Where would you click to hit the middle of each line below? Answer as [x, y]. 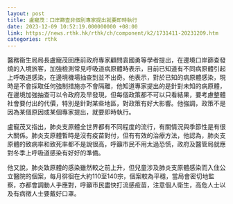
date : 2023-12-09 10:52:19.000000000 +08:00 [72, 26]
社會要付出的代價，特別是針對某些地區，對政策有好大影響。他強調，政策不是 [116, 103]
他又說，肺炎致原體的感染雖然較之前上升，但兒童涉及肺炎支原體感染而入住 [113, 168]
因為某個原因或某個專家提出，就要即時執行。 [71, 112]
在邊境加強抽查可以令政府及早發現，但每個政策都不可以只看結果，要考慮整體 [116, 95]
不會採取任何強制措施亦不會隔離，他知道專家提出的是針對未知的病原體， [122, 86]
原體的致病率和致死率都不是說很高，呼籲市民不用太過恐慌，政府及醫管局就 [113, 144]
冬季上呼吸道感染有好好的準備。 [59, 153]
